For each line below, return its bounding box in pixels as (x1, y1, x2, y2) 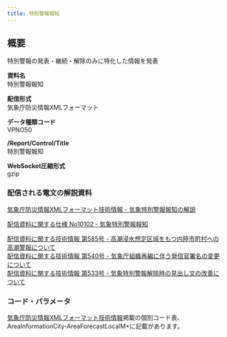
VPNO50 (7, 125, 32, 134)
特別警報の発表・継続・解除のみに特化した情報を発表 (7, 57, 159, 65)
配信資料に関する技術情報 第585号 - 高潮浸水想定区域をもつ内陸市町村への (7, 234, 219, 243)
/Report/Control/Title (7, 139, 70, 147)
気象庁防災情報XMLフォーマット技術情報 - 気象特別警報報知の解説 (7, 205, 196, 214)
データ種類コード (7, 118, 56, 126)
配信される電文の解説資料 (7, 188, 92, 198)
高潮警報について (7, 243, 56, 252)
